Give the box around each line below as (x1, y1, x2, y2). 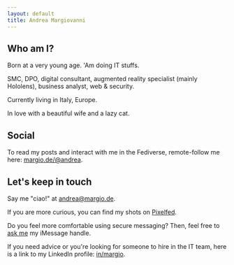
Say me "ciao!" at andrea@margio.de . (7, 194, 116, 203)
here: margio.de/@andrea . (7, 155, 83, 164)
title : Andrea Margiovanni (7, 17, 86, 24)
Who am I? (7, 43, 54, 55)
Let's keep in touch (7, 176, 92, 187)
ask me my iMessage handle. (7, 229, 92, 237)
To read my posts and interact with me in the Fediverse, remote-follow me (7, 148, 220, 157)
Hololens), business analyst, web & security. (7, 82, 135, 91)
